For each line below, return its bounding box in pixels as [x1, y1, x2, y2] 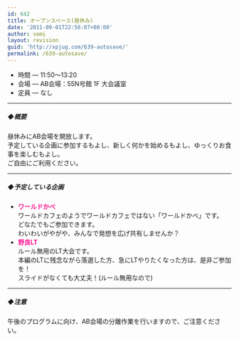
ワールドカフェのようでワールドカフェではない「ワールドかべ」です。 [17, 211, 223, 219]
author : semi [7, 30, 46, 38]
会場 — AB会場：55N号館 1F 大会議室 [17, 79, 127, 88]
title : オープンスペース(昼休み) [7, 17, 94, 24]
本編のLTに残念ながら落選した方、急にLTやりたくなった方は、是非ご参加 [17, 256, 232, 264]
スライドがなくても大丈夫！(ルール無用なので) [17, 273, 153, 282]
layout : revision [7, 37, 59, 44]
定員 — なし [17, 88, 53, 97]
